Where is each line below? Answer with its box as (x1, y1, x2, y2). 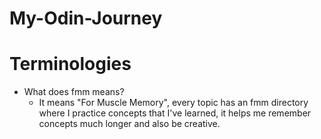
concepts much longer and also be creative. (38, 118, 221, 130)
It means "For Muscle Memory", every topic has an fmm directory (38, 97, 309, 109)
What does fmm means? (23, 86, 125, 98)
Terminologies (9, 53, 132, 76)
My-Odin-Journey (9, 7, 163, 30)
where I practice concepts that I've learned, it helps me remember (38, 107, 312, 119)
